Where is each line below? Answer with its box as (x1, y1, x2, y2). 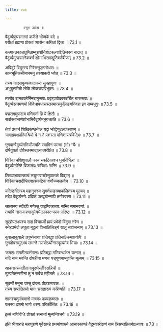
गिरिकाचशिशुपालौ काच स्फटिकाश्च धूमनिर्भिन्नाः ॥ (5, 157, 80, 163)
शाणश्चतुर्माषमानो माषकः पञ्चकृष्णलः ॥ (5, 295, 63, 301)
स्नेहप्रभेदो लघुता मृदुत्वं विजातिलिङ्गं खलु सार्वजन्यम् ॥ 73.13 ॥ (5, 224, 103, 230)
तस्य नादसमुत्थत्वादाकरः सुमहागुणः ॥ (5, 80, 61, 86)
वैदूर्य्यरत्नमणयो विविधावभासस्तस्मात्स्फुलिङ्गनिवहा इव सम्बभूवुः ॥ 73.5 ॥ (5, 101, 117, 107)
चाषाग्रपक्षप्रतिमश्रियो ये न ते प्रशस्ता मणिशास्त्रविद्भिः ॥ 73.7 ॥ (5, 132, 99, 138)
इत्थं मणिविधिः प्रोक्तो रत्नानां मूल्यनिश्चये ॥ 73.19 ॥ (5, 311, 84, 317)
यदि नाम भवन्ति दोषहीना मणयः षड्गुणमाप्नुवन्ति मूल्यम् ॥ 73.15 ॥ (5, 255, 104, 261)
